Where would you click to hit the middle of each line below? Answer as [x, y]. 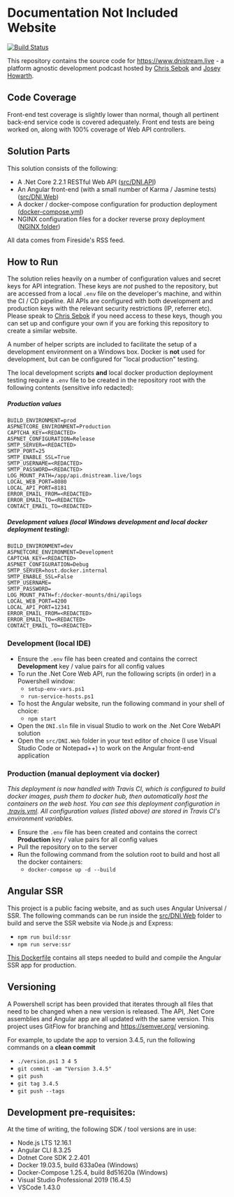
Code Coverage [42, 98]
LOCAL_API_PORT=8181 [37, 488]
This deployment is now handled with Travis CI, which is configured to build [116, 788]
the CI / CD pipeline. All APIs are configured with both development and [110, 301]
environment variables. [41, 818]
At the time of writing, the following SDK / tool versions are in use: [102, 1129]
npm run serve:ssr [44, 944]
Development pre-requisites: [72, 1112]
